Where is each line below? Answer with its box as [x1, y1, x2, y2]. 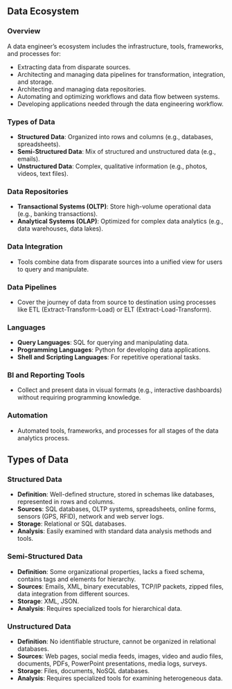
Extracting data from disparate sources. [17, 62, 131, 71]
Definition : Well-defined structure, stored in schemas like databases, [17, 490, 215, 499]
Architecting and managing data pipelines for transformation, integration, [17, 70, 226, 78]
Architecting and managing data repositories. [17, 84, 147, 93]
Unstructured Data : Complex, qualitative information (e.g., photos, [17, 162, 208, 170]
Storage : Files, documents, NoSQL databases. [17, 667, 150, 675]
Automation [7, 411, 48, 420]
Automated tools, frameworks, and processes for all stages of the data [17, 426, 219, 435]
